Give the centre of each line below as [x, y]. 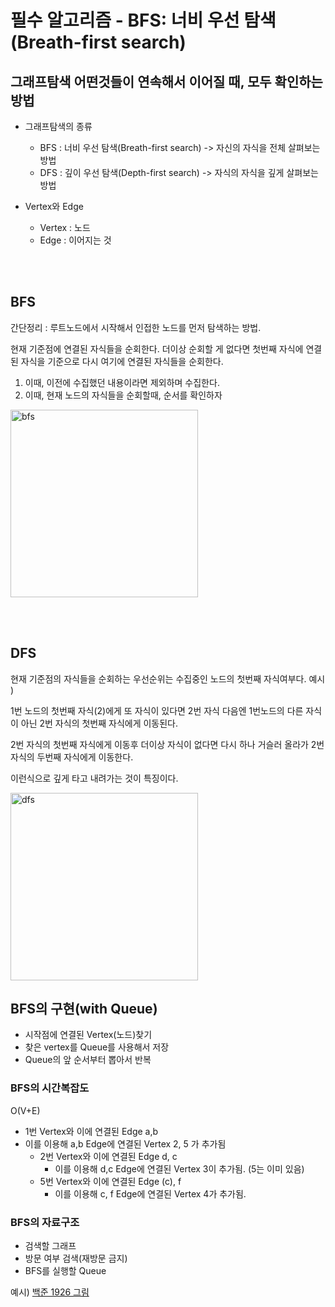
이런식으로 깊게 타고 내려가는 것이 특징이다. [94, 778]
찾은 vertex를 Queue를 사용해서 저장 [97, 1047]
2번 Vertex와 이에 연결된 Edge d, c [108, 1156]
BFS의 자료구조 [45, 1222]
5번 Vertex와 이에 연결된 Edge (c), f [110, 1181]
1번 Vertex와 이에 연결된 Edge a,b [91, 1131]
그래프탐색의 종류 [58, 126]
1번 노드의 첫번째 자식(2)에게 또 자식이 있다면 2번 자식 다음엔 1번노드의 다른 [157, 710]
